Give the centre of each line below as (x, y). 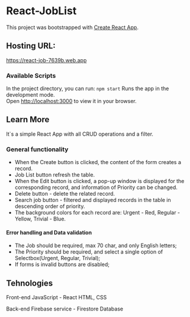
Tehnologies (30, 283)
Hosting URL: (31, 46)
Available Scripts (31, 75)
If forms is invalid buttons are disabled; (62, 264)
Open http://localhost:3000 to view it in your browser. (72, 101)
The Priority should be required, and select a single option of (89, 252)
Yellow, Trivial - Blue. (40, 219)
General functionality (37, 149)
